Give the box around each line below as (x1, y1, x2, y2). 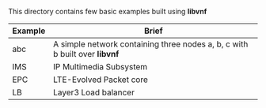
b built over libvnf (52, 49, 120, 59)
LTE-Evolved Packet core (52, 74, 149, 85)
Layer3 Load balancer (52, 87, 135, 98)
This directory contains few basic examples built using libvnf (8, 7, 207, 16)
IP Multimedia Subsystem (52, 61, 148, 72)
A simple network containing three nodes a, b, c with (52, 39, 249, 50)
